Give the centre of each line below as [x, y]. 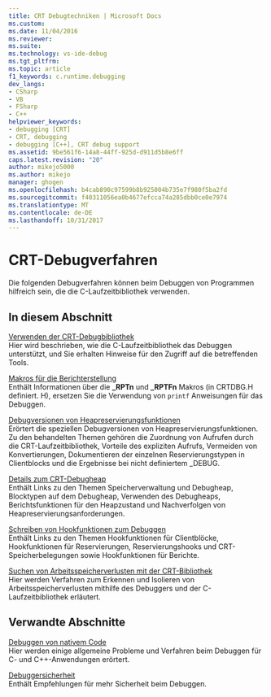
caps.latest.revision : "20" [56, 159]
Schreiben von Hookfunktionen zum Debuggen [87, 529]
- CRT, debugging [38, 137]
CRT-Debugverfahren [83, 260]
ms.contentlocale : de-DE [50, 212]
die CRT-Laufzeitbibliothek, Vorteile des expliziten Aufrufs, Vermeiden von [133, 446]
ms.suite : [25, 46]
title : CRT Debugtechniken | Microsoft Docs [85, 16]
